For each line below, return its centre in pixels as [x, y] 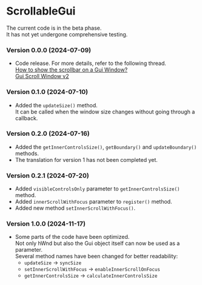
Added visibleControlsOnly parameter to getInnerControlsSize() [97, 189]
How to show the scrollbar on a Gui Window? [71, 70]
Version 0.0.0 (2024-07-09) [49, 50]
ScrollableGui [41, 11]
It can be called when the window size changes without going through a [105, 112]
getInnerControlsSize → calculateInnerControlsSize [91, 276]
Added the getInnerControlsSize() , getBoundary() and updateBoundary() [106, 147]
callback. [26, 118]
